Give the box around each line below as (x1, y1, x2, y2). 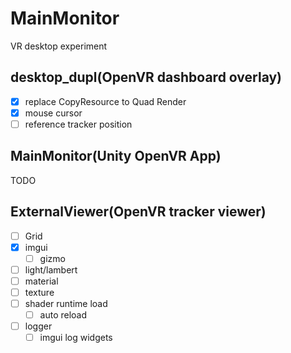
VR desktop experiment (10, 40, 108, 52)
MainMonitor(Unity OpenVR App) (10, 148, 222, 165)
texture (24, 286, 55, 298)
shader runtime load (24, 297, 108, 309)
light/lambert (24, 263, 78, 276)
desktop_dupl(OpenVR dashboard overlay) (10, 69, 283, 86)
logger (24, 320, 53, 332)
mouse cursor (24, 107, 83, 119)
